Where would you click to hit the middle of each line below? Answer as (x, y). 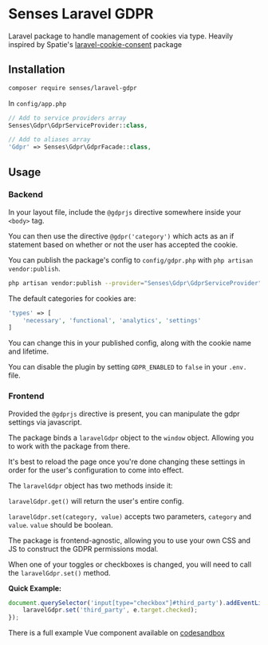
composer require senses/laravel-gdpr (73, 88)
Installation (37, 70)
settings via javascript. (45, 422)
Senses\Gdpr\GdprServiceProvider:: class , (78, 125)
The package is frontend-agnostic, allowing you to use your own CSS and (130, 540)
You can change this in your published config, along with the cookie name (130, 343)
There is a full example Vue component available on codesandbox (117, 633)
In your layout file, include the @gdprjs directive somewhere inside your (125, 212)
